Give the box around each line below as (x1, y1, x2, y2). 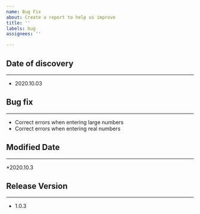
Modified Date (6, 142, 60, 152)
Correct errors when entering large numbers (14, 118, 124, 126)
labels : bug (6, 25, 36, 32)
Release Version (6, 181, 68, 191)
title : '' (6, 20, 31, 26)
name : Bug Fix (6, 8, 42, 15)
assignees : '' (6, 31, 42, 37)
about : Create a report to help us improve (6, 14, 116, 20)
